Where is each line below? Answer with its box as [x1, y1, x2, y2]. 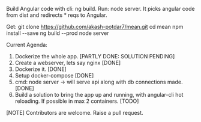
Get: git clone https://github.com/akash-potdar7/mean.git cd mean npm [6, 23, 184, 30]
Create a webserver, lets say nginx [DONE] [14, 59, 121, 66]
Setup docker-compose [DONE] [14, 72, 94, 79]
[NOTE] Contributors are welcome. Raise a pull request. [6, 109, 143, 116]
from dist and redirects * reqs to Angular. [6, 11, 107, 19]
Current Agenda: [6, 41, 48, 48]
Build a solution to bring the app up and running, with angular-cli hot [14, 91, 184, 98]
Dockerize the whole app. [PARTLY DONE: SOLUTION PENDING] [14, 53, 175, 59]
